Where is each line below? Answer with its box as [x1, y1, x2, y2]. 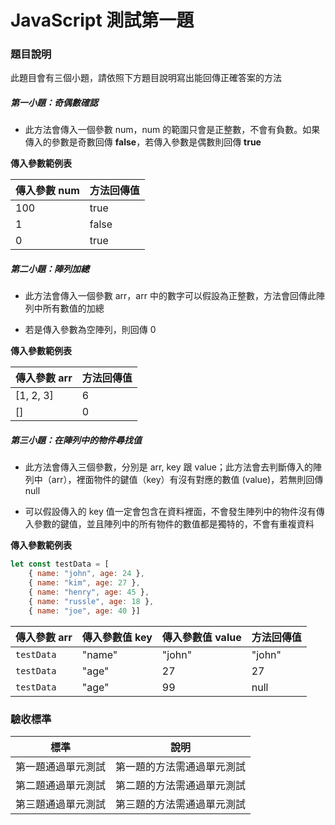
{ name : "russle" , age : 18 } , [28, 596, 155, 606]
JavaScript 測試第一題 [10, 9, 195, 32]
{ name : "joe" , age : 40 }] [28, 606, 141, 616]
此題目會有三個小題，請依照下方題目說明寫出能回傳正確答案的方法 [10, 72, 282, 84]
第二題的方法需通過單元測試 [115, 778, 247, 792]
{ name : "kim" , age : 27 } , [28, 578, 141, 588]
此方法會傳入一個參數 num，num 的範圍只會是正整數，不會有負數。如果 [24, 124, 321, 136]
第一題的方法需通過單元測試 [115, 759, 247, 773]
